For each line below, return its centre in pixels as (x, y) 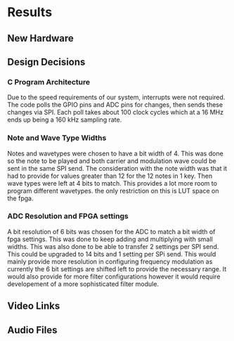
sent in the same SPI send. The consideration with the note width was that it (117, 168)
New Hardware (40, 38)
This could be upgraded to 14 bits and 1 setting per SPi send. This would (112, 254)
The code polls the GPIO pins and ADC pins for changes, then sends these (115, 105)
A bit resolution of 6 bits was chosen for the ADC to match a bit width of (111, 231)
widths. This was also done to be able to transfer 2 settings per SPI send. (113, 246)
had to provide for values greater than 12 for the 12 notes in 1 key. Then (110, 176)
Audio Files (32, 330)
